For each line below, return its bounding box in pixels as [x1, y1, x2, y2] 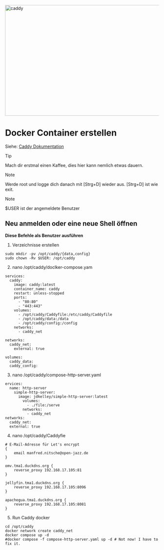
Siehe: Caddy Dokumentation [5, 143, 64, 149]
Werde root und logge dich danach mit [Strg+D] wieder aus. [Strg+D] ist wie [5, 181, 158, 187]
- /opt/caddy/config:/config [18, 321, 78, 326]
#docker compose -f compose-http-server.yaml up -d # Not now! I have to [5, 537, 159, 542]
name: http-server [9, 386, 47, 390]
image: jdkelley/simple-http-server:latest [18, 394, 108, 399]
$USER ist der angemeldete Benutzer [5, 205, 80, 211]
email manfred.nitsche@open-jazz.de [14, 450, 89, 455]
